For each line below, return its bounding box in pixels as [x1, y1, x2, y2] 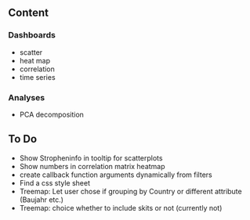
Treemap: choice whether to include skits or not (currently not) [19, 203, 223, 212]
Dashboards [8, 30, 56, 41]
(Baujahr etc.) [19, 195, 64, 204]
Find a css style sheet [19, 178, 90, 187]
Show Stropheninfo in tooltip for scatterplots [19, 153, 163, 163]
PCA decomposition [19, 110, 85, 119]
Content [8, 6, 49, 20]
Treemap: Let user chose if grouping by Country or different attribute [19, 186, 242, 196]
